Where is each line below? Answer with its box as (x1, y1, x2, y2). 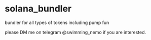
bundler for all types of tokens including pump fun (5, 19, 109, 25)
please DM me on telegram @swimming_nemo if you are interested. (5, 29, 146, 35)
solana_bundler (5, 3, 72, 14)
